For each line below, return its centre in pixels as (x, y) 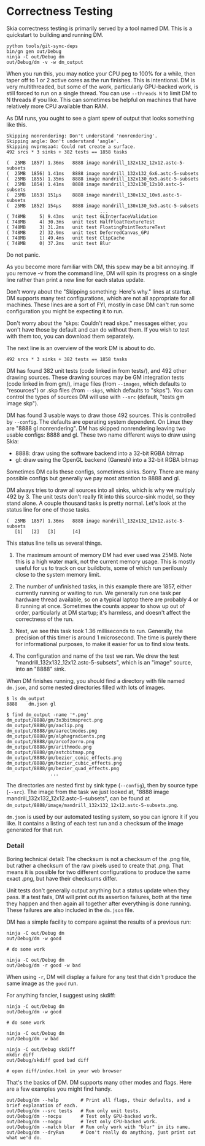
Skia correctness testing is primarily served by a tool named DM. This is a (99, 28)
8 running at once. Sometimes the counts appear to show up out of (100, 606)
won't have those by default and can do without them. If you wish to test (98, 329)
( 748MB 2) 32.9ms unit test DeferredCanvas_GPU (78, 232)
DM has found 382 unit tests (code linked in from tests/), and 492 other (97, 370)
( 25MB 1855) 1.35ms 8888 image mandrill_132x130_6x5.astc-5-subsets (103, 179)
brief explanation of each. (42, 1106)
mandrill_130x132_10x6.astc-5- (142, 195)
